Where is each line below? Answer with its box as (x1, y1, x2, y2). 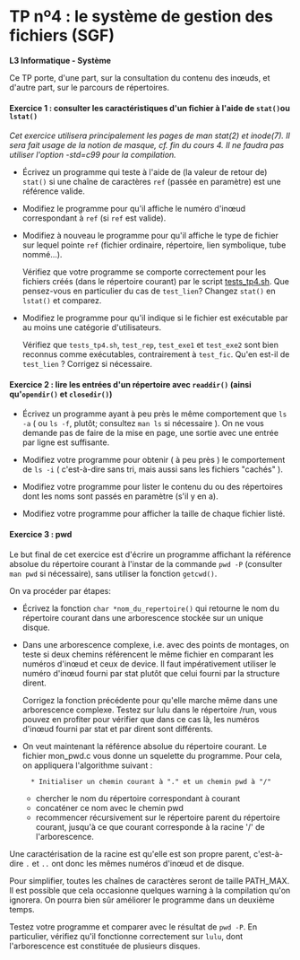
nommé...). (21, 249, 63, 260)
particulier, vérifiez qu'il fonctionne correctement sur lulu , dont (9, 930, 244, 941)
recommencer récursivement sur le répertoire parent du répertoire (35, 812, 280, 823)
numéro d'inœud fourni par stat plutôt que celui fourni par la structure (21, 668, 280, 678)
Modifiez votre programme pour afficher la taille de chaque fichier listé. (21, 509, 286, 519)
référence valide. (21, 186, 85, 196)
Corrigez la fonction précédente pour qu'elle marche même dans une (21, 694, 279, 705)
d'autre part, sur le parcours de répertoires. (9, 82, 170, 92)
